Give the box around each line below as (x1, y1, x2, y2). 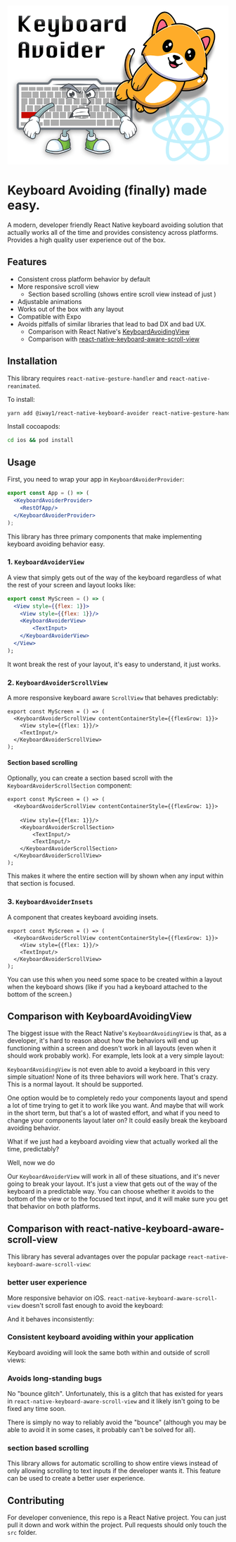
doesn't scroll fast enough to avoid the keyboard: (21, 1301, 164, 1309)
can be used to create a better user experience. (7, 1474, 145, 1483)
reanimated (7, 383, 39, 390)
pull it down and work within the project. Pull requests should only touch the (7, 1521, 227, 1529)
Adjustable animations (17, 297, 82, 305)
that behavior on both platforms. (7, 1202, 100, 1211)
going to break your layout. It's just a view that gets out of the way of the (7, 1180, 218, 1188)
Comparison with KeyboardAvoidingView (7, 1010, 192, 1022)
